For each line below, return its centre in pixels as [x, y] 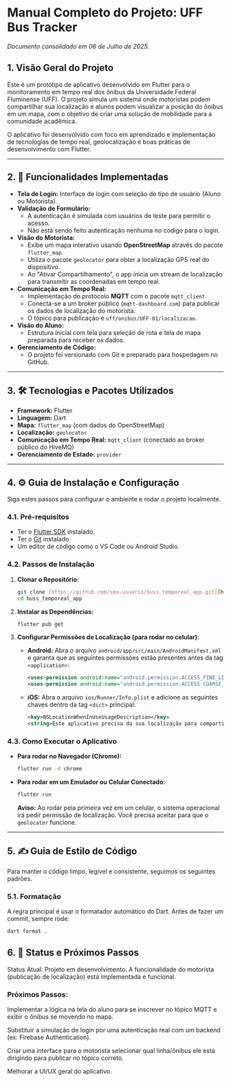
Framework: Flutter [45, 411]
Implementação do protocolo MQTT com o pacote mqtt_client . [117, 296]
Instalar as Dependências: [55, 612]
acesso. [38, 223]
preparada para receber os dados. [76, 340]
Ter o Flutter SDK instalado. [56, 532]
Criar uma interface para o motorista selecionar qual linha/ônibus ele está [111, 1051]
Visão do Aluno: [40, 325]
